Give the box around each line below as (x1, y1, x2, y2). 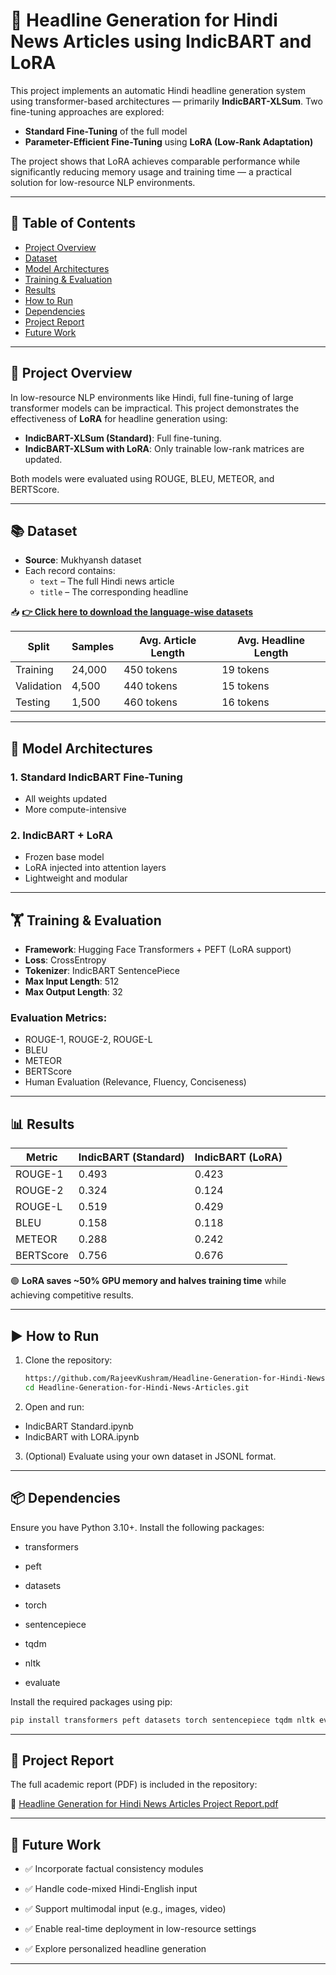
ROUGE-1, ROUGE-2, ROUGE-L (24, 1034, 153, 1046)
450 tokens (123, 663, 178, 677)
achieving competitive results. (10, 1289, 134, 1301)
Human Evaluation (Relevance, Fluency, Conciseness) (24, 1076, 247, 1088)
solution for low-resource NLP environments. (10, 176, 196, 188)
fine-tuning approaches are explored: (10, 105, 165, 118)
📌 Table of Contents (10, 215, 136, 232)
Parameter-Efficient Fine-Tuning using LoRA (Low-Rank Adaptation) (24, 135, 314, 148)
